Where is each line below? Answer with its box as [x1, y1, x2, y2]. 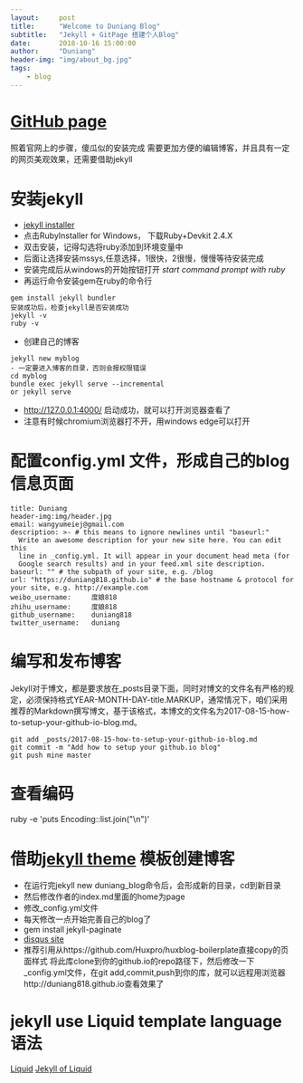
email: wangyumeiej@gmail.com [10, 520, 125, 529]
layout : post [10, 13, 76, 23]
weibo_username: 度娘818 [10, 592, 118, 602]
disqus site [23, 934, 64, 944]
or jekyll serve [10, 387, 71, 397]
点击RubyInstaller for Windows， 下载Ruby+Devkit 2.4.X [23, 230, 233, 241]
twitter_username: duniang [10, 618, 120, 628]
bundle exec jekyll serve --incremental [10, 379, 166, 388]
